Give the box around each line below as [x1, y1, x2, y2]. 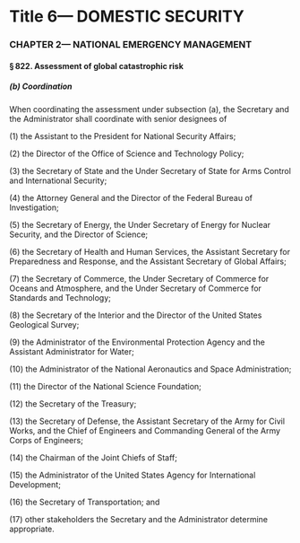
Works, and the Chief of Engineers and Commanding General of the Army [9, 425, 280, 436]
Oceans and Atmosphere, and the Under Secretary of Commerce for [9, 283, 262, 293]
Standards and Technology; [9, 292, 112, 302]
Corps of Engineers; [9, 434, 83, 445]
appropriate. [9, 523, 56, 534]
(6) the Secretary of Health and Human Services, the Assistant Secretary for [9, 246, 291, 257]
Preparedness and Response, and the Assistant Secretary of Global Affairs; [9, 256, 287, 267]
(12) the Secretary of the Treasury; [9, 398, 137, 409]
